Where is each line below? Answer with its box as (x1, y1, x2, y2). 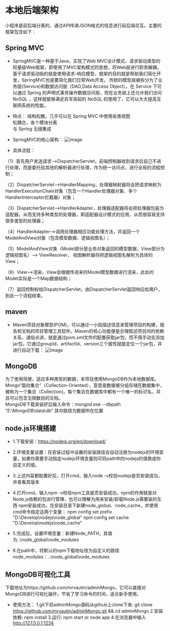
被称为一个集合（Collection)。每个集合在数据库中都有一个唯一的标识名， (5, 389, 157, 395)
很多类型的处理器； (5, 218, 46, 224)
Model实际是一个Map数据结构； (5, 275, 72, 282)
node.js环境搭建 (5, 424, 57, 433)
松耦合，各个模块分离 (12, 119, 57, 125)
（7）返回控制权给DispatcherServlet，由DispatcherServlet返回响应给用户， (5, 286, 163, 292)
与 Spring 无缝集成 (12, 125, 52, 132)
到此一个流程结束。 (5, 292, 46, 298)
